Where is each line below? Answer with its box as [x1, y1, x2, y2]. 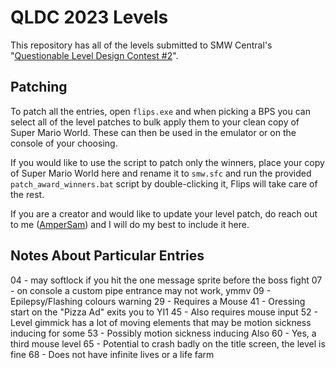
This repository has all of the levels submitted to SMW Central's [10, 39, 273, 51]
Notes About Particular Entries [10, 247, 205, 265]
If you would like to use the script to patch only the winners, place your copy [10, 156, 325, 168]
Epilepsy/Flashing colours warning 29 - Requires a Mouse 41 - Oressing [10, 295, 306, 307]
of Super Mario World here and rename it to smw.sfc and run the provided [10, 167, 312, 179]
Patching [10, 79, 68, 96]
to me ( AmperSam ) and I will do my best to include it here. [10, 218, 250, 230]
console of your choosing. [10, 137, 118, 149]
